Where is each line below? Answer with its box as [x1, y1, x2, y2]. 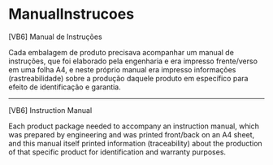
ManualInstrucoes [8, 5, 135, 24]
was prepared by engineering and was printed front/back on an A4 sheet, [8, 129, 255, 139]
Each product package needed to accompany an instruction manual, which [8, 121, 260, 131]
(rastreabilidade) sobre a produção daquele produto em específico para [8, 73, 249, 83]
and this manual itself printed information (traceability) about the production [8, 138, 262, 148]
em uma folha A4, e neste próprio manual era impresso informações [8, 64, 236, 74]
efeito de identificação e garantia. [8, 82, 122, 92]
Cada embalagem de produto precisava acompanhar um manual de [8, 47, 234, 57]
